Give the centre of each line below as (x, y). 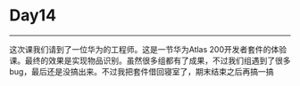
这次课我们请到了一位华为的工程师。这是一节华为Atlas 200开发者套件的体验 (148, 49)
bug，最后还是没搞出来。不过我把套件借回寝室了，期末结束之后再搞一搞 (142, 71)
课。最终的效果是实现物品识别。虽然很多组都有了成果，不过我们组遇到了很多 (150, 60)
